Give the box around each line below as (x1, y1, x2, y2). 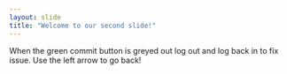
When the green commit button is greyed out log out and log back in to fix (9, 45, 279, 55)
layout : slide (9, 12, 62, 22)
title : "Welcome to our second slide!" (9, 21, 157, 30)
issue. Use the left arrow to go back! (9, 55, 142, 65)
